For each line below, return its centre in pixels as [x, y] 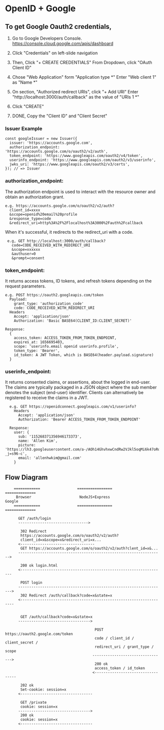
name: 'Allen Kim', [38, 441]
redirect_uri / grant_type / [124, 647]
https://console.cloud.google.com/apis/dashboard [63, 44]
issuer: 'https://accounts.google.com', [51, 143]
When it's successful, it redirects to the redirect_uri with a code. [69, 232]
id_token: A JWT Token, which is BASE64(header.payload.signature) [84, 355]
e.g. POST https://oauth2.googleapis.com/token [54, 295]
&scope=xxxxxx [26, 249]
